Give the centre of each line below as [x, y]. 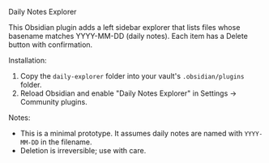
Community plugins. [53, 102]
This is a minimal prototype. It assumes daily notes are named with [131, 133]
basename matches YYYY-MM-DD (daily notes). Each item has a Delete [128, 36]
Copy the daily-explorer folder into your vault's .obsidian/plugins [132, 76]
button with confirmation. [51, 45]
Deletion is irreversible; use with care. [83, 150]
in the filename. [66, 142]
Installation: [28, 60]
